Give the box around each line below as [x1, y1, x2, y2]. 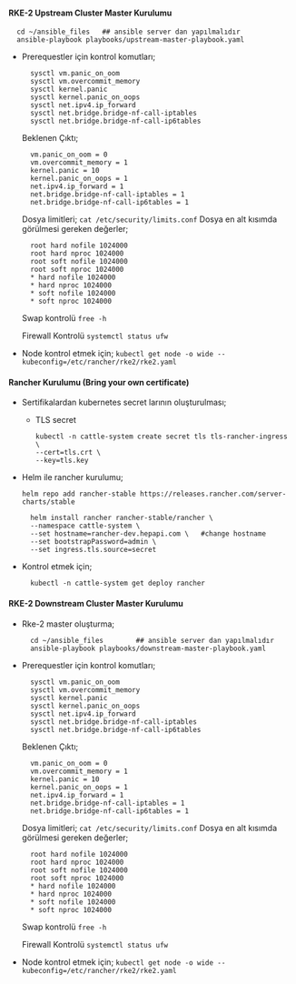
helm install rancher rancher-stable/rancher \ [30, 514, 214, 523]
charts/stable [21, 497, 75, 507]
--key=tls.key [35, 456, 89, 466]
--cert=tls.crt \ [35, 448, 102, 457]
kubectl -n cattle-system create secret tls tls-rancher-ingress [35, 432, 288, 441]
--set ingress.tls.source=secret [30, 546, 157, 555]
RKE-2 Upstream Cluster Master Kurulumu [8, 7, 173, 18]
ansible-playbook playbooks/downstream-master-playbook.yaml [30, 644, 267, 653]
